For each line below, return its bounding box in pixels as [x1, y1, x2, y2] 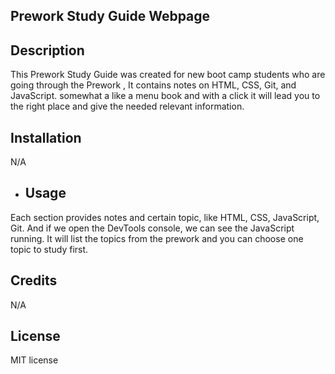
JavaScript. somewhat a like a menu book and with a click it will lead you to [10, 90, 321, 102]
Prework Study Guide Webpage [10, 8, 211, 25]
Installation [10, 129, 82, 146]
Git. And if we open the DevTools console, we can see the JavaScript [10, 222, 295, 234]
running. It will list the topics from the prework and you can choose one [10, 232, 304, 244]
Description [10, 42, 85, 59]
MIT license [10, 354, 59, 366]
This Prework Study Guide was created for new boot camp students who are [10, 69, 326, 81]
